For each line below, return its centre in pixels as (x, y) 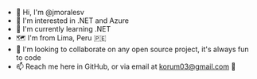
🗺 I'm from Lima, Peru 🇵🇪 (61, 38)
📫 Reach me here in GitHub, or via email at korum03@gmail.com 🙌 (126, 66)
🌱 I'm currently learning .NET (63, 29)
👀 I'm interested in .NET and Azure (72, 21)
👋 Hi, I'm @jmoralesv (50, 12)
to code (28, 58)
